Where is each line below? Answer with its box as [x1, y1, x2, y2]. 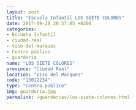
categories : [6, 26, 37, 32]
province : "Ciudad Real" [6, 65, 70, 72]
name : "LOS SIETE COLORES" [6, 60, 75, 66]
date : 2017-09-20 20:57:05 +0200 [6, 20, 92, 26]
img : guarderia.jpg [6, 89, 56, 95]
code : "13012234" [6, 77, 51, 83]
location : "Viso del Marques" [6, 71, 84, 78]
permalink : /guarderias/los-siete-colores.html [6, 94, 130, 100]
